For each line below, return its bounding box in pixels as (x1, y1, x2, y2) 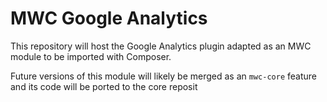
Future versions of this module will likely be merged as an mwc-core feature (10, 70, 317, 82)
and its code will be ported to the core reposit (10, 80, 198, 92)
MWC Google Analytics (10, 7, 208, 30)
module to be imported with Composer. (10, 50, 172, 62)
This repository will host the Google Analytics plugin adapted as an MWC (10, 40, 312, 52)
